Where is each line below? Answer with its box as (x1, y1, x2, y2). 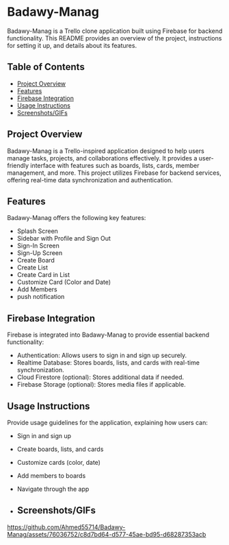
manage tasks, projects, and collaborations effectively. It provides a (7, 154, 198, 162)
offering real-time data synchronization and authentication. (7, 175, 173, 184)
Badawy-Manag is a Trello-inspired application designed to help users (7, 147, 205, 155)
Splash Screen (16, 227, 58, 235)
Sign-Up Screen (16, 249, 63, 257)
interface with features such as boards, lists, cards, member (30, 161, 200, 169)
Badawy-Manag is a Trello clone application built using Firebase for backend (7, 27, 223, 35)
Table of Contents (7, 61, 85, 73)
